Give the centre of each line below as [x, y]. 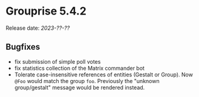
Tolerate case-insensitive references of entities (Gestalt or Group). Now [103, 75]
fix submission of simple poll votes [57, 61]
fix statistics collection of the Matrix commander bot [79, 68]
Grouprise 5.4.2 [46, 11]
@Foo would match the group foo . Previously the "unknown [87, 81]
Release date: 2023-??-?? [38, 28]
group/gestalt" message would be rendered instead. [80, 87]
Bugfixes [23, 47]
